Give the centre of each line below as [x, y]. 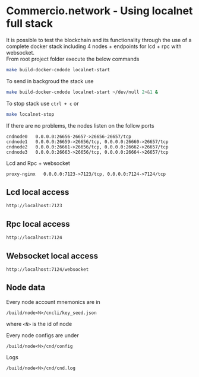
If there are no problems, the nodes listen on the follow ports [80, 125]
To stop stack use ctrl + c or [42, 103]
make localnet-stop [30, 114]
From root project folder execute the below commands [73, 59]
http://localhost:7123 [34, 206]
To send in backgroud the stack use [50, 81]
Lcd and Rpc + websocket [38, 163]
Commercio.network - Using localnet [99, 11]
